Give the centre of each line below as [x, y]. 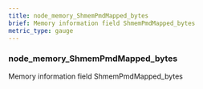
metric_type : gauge [41, 30]
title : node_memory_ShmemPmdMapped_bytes [79, 16]
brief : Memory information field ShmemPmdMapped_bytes [102, 23]
